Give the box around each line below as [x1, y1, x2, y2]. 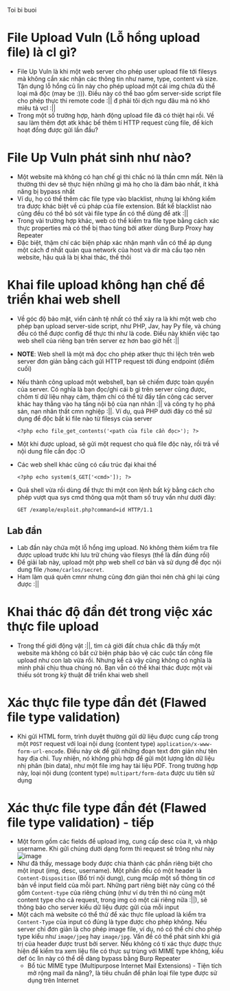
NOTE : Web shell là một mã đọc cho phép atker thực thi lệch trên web [16, 350, 215, 358]
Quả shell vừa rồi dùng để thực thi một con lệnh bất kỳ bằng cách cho [16, 485, 215, 494]
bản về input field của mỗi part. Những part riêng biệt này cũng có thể [16, 881, 216, 890]
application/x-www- [157, 740, 213, 747]
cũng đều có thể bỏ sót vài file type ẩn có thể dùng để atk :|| [16, 209, 189, 217]
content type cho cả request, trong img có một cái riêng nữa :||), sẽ [16, 896, 208, 904]
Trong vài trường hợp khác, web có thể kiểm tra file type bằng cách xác [16, 216, 220, 224]
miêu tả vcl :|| [16, 103, 56, 112]
